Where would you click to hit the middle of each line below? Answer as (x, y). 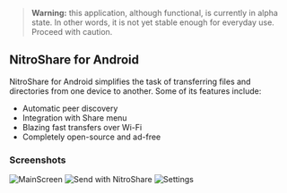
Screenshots (38, 160)
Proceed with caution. (72, 32)
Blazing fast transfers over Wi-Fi (82, 127)
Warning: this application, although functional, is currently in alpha (154, 13)
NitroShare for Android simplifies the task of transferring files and (130, 81)
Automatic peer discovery (70, 108)
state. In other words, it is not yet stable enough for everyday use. (153, 22)
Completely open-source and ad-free (91, 137)
